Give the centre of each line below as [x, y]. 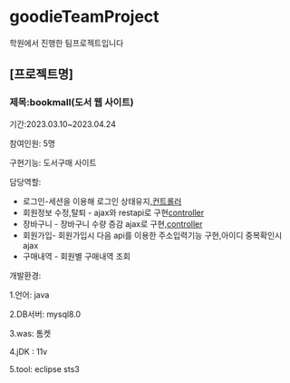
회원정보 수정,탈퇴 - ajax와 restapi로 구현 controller [113, 212]
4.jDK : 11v [29, 351]
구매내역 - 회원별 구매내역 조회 [77, 256]
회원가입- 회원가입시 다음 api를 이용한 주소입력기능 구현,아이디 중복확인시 [152, 235]
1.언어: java [29, 295]
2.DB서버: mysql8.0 [45, 314]
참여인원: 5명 [33, 143]
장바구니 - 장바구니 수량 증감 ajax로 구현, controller [112, 223]
